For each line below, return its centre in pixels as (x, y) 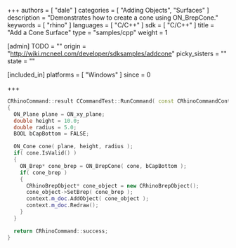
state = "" (21, 61)
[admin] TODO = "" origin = (47, 46)
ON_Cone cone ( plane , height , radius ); (73, 147)
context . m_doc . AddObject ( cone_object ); (87, 199)
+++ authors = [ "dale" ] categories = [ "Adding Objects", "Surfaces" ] (108, 10)
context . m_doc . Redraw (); (62, 205)
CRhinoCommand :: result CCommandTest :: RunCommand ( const (91, 101)
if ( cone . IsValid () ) (45, 153)
